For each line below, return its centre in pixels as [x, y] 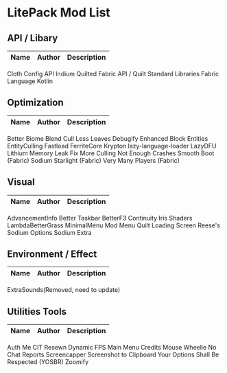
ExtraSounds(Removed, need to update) [64, 290]
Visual [21, 182]
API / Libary [33, 38]
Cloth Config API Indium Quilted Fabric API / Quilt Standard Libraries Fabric [113, 74]
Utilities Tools [37, 312]
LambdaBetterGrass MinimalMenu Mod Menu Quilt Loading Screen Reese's [114, 225]
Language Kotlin [30, 81]
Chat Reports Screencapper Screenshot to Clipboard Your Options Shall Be [113, 354]
